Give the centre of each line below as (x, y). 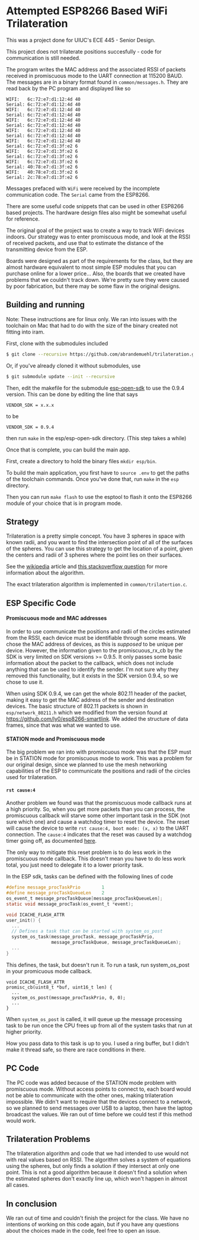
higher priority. (24, 1032)
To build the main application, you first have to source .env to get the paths (98, 473)
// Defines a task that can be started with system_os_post (87, 931)
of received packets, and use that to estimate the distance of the (85, 243)
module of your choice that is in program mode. (64, 503)
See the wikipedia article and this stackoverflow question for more (87, 567)
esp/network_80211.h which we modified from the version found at (87, 712)
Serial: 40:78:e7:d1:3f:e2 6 (42, 167)
